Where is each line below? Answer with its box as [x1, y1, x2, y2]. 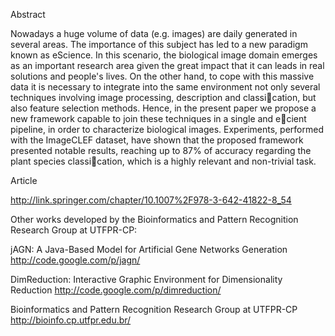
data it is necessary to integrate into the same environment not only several [10, 81, 321, 93]
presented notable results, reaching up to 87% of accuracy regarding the [10, 145, 312, 156]
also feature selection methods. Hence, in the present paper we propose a [10, 102, 317, 114]
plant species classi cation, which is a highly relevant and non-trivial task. [10, 155, 317, 167]
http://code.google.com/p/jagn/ [10, 254, 141, 266]
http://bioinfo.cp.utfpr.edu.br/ [10, 314, 132, 326]
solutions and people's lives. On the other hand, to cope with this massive [10, 70, 315, 82]
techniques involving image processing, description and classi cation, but [10, 92, 317, 103]
